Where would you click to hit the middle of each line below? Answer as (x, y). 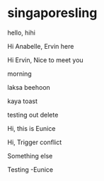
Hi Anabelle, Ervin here (41, 46)
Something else (30, 156)
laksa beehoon (29, 87)
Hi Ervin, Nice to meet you (45, 60)
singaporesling (52, 13)
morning (19, 74)
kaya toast (22, 101)
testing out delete (33, 115)
